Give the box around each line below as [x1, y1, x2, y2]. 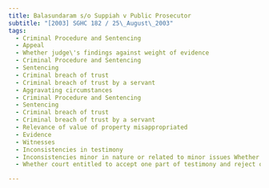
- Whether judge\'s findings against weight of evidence [15, 49, 210, 57]
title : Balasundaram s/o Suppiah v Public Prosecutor [8, 11, 192, 20]
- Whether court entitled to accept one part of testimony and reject [15, 161, 256, 169]
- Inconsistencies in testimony [15, 146, 124, 154]
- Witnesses [15, 138, 56, 146]
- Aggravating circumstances [15, 86, 113, 94]
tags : [8, 26, 26, 34]
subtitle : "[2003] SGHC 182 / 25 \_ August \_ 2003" [8, 19, 174, 27]
